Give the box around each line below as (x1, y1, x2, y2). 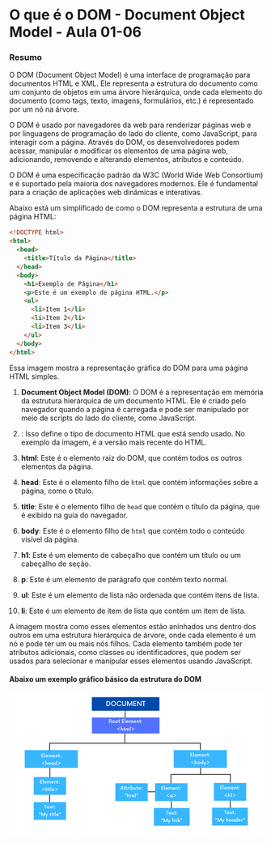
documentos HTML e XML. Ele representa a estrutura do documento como (9, 79, 258, 88)
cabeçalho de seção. (20, 559, 91, 568)
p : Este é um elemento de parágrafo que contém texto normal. (20, 574, 229, 584)
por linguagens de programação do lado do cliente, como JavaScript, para (9, 129, 257, 138)
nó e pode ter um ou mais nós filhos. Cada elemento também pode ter (9, 638, 243, 649)
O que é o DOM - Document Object (9, 6, 246, 24)
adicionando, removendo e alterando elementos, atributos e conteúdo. (9, 155, 244, 164)
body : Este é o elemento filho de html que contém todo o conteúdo (20, 526, 245, 535)
